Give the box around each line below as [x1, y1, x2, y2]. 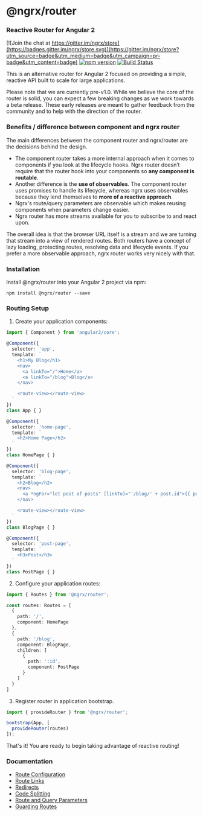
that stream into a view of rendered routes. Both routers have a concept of [6, 237, 192, 244]
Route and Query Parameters [14, 797, 88, 804]
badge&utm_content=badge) [6, 59, 78, 66]
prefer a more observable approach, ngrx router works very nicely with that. [6, 249, 196, 257]
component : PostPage [28, 664, 80, 671]
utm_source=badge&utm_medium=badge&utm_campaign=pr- [6, 53, 161, 60]
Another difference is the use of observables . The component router [14, 180, 187, 188]
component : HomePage [17, 619, 69, 625]
